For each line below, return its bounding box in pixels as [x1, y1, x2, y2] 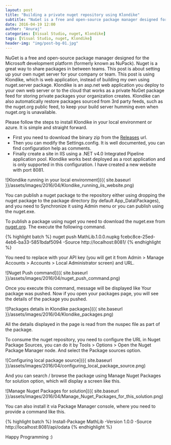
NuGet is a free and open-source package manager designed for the [5, 55, 150, 61]
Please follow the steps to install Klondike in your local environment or [5, 119, 152, 125]
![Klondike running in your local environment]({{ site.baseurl [5, 177, 131, 183]
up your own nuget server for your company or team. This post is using [5, 71, 155, 77]
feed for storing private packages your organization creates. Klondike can [5, 92, 160, 99]
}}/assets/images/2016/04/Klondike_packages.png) [5, 311, 113, 317]
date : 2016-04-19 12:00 [5, 21, 56, 27]
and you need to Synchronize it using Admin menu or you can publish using [5, 203, 164, 209]
